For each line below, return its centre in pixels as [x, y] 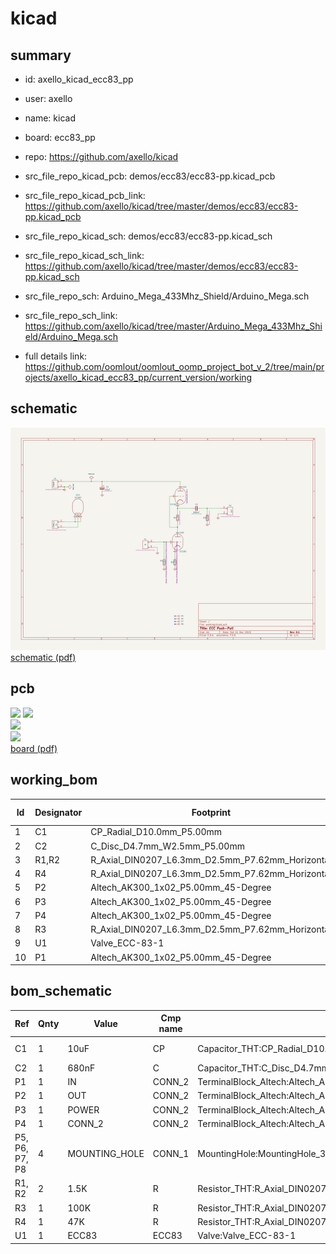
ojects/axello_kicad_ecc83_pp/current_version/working [138, 377]
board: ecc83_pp [60, 137]
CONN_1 [171, 1153]
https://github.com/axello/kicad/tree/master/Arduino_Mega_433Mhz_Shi [173, 326]
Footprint [211, 812]
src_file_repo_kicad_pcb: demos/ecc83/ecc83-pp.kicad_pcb [150, 176]
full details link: [56, 356]
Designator [58, 812]
